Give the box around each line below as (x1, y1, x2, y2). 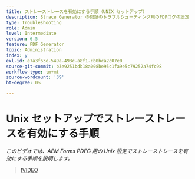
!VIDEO (20, 166, 38, 174)
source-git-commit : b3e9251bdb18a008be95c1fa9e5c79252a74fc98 (6, 63, 162, 69)
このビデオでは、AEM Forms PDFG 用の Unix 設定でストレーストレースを (6, 147, 183, 154)
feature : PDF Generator (6, 42, 65, 48)
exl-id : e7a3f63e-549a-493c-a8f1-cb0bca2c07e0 (6, 58, 123, 64)
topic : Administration (6, 47, 62, 53)
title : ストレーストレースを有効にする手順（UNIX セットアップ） (6, 8, 147, 15)
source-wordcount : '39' (6, 74, 65, 80)
